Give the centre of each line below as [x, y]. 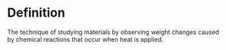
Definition [36, 13]
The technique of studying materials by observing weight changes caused [113, 32]
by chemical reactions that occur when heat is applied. [86, 39]
